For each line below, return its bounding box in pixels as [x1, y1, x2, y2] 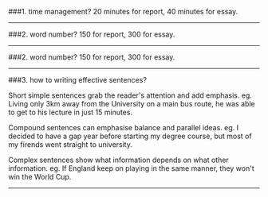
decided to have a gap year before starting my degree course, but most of [8, 131, 253, 141]
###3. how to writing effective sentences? [8, 75, 148, 84]
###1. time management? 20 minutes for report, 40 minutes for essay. [8, 7, 238, 16]
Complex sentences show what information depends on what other [8, 155, 229, 164]
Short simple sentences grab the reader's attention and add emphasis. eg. [8, 91, 253, 100]
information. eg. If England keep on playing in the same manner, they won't [8, 164, 255, 173]
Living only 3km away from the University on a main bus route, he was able [8, 99, 255, 108]
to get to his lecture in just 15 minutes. [8, 107, 133, 117]
